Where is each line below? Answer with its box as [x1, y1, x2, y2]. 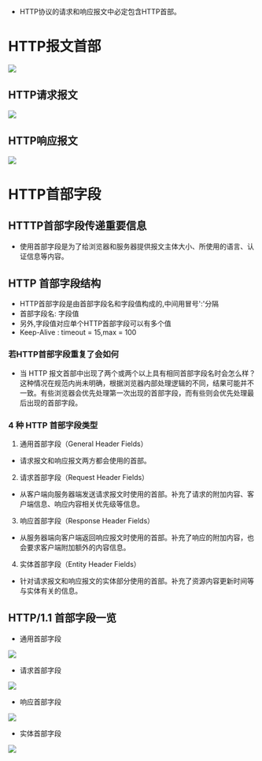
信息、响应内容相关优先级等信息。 [33, 499, 144, 508]
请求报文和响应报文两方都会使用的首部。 [19, 455, 151, 465]
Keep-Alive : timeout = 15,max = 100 [19, 328, 137, 337]
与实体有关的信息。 [19, 586, 83, 595]
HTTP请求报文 [8, 88, 79, 102]
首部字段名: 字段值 [19, 309, 79, 318]
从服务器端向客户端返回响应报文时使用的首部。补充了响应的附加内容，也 [19, 532, 254, 542]
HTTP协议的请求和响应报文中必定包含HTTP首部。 [19, 7, 181, 16]
